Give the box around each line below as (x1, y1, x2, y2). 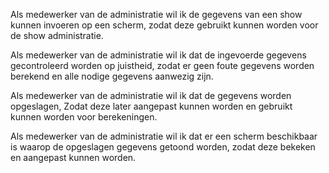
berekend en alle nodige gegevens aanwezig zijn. (10, 70, 214, 82)
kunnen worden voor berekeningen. (10, 111, 158, 123)
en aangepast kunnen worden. (10, 152, 137, 163)
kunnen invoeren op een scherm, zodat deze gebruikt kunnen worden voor (10, 19, 319, 31)
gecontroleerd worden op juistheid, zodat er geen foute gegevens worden (10, 60, 315, 71)
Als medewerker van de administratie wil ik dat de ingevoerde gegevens (10, 49, 307, 61)
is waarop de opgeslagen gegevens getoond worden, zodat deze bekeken (10, 141, 316, 153)
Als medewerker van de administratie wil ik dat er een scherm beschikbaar (10, 130, 318, 142)
